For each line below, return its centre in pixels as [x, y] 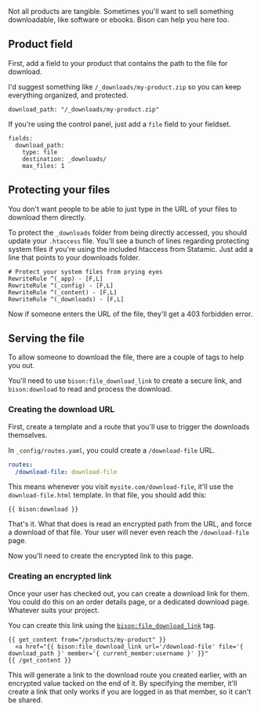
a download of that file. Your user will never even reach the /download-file [129, 532]
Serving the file [46, 339]
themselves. [28, 435]
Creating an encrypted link [60, 576]
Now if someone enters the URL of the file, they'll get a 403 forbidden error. [130, 314]
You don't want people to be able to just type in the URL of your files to [123, 209]
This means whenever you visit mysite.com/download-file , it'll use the [121, 487]
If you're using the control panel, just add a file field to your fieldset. [120, 124]
